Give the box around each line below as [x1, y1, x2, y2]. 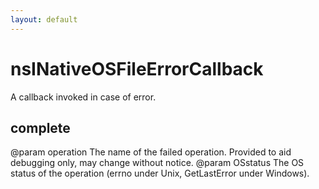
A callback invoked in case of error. [10, 91, 157, 103]
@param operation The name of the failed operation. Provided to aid [10, 146, 292, 158]
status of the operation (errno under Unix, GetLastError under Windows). [10, 167, 310, 180]
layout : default [10, 14, 78, 25]
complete [10, 119, 71, 136]
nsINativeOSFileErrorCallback [10, 57, 264, 80]
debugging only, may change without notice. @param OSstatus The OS [10, 157, 305, 169]
